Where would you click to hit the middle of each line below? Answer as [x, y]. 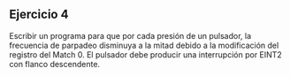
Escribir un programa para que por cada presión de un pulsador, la [130, 35]
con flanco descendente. [54, 64]
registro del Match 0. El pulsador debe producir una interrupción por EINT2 [146, 54]
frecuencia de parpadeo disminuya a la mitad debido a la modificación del [144, 45]
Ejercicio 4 [39, 15]
